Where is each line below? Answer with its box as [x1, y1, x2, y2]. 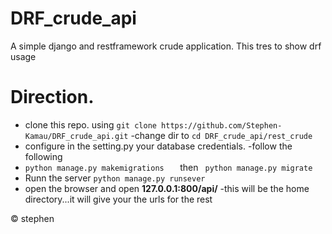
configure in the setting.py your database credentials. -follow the [24, 140, 293, 152]
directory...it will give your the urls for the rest [24, 193, 213, 205]
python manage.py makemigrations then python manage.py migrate [24, 161, 313, 173]
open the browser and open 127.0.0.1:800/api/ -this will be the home [24, 182, 310, 194]
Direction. [10, 86, 95, 109]
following [24, 150, 63, 162]
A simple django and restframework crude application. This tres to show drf [10, 40, 322, 52]
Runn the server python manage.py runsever [24, 172, 206, 184]
